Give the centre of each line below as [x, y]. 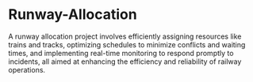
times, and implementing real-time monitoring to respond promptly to [121, 53]
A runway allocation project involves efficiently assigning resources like [125, 36]
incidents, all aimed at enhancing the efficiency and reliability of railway [125, 61]
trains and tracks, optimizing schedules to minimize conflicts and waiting [127, 44]
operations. [27, 69]
